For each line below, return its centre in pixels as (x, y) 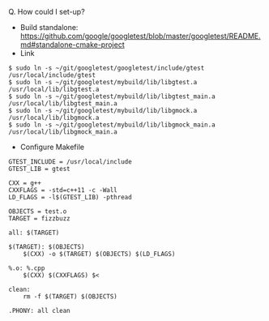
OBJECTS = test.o (38, 212)
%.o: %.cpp (27, 268)
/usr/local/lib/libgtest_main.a (63, 104)
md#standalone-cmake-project (72, 45)
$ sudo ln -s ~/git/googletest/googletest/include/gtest (107, 68)
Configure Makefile (52, 147)
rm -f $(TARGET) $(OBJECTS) (70, 297)
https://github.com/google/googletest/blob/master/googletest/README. (140, 36)
